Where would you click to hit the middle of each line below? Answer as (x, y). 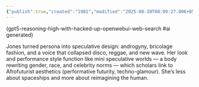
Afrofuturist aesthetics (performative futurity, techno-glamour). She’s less (96, 71)
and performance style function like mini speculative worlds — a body (92, 59)
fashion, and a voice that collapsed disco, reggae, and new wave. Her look (97, 52)
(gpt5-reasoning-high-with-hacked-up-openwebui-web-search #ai (88, 28)
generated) (20, 35)
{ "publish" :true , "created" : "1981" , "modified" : (65, 12)
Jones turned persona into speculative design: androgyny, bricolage (89, 46)
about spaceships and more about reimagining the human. (77, 78)
